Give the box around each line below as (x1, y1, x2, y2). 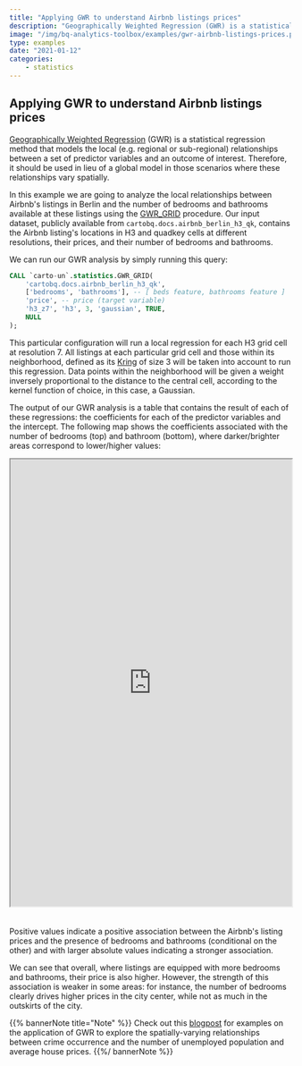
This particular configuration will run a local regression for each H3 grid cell (9, 337, 288, 348)
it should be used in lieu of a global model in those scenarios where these (9, 162, 281, 173)
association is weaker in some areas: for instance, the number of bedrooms (9, 981, 288, 992)
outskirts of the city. (9, 1000, 83, 1011)
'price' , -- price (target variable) (25, 296, 166, 305)
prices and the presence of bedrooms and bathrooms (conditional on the (9, 935, 277, 946)
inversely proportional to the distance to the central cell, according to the (9, 375, 278, 385)
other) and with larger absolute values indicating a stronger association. (9, 944, 274, 955)
